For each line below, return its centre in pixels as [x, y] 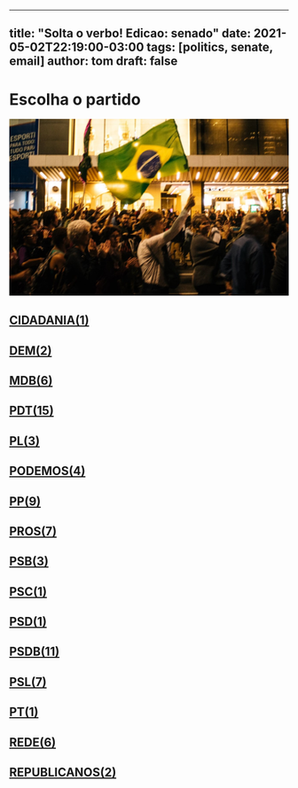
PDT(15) [32, 411]
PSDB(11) [35, 652]
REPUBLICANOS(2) [63, 772]
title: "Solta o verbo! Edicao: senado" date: [130, 33]
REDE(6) [32, 742]
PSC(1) [28, 592]
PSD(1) [28, 622]
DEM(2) [31, 351]
